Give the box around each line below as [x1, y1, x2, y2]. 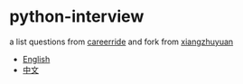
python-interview [9, 6, 145, 27]
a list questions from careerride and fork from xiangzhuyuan [9, 36, 234, 47]
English [22, 53, 51, 64]
